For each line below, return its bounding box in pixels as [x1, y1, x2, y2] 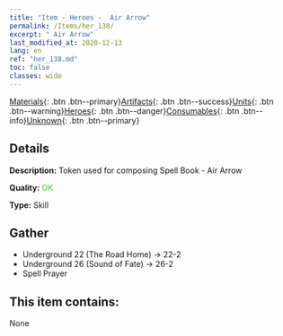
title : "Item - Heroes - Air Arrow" [9, 13, 151, 22]
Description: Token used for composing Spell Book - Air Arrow [9, 165, 243, 176]
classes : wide [9, 72, 63, 81]
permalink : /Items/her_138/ [9, 22, 115, 30]
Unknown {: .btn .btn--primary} [26, 115, 140, 125]
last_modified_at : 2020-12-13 [9, 38, 123, 47]
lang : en [9, 47, 42, 56]
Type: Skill [9, 199, 49, 211]
